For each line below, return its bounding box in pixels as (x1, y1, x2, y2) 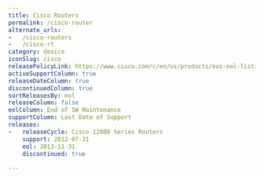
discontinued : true (22, 150, 86, 157)
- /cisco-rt (8, 41, 55, 49)
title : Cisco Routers (8, 11, 79, 20)
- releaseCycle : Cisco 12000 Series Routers (8, 128, 163, 135)
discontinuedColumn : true (8, 84, 93, 92)
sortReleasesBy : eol (8, 92, 76, 99)
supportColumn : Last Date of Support (8, 114, 132, 121)
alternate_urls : (8, 26, 61, 34)
